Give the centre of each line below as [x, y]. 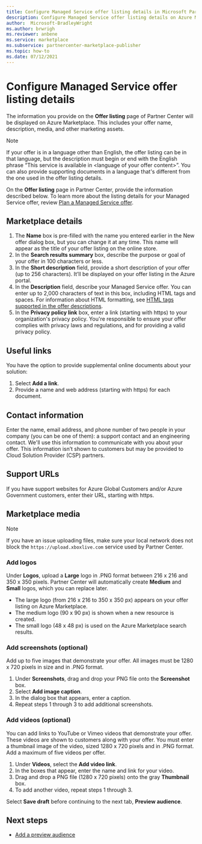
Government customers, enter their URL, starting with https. [80, 495]
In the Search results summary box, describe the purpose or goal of [100, 255]
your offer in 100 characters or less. [59, 261]
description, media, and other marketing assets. [66, 129]
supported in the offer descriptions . [59, 306]
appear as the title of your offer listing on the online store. [86, 248]
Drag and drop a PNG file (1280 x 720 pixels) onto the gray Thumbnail [102, 777]
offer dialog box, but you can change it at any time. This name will [96, 242]
